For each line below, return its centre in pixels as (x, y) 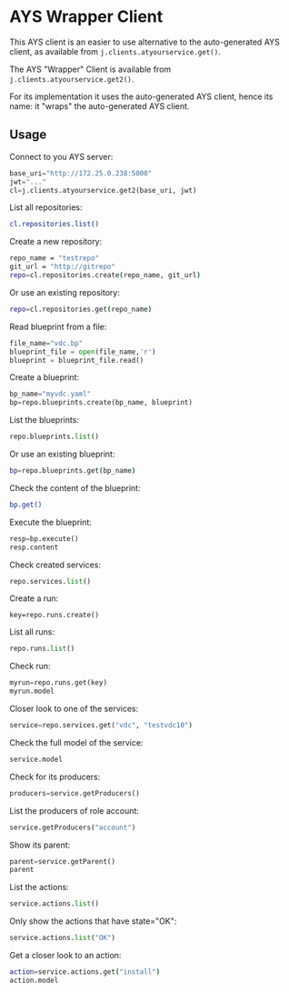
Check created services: (55, 565)
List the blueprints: (45, 420)
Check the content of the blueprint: (75, 487)
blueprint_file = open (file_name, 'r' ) (83, 352)
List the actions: (40, 887)
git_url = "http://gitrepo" (63, 267)
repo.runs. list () (42, 649)
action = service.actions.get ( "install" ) (85, 972)
